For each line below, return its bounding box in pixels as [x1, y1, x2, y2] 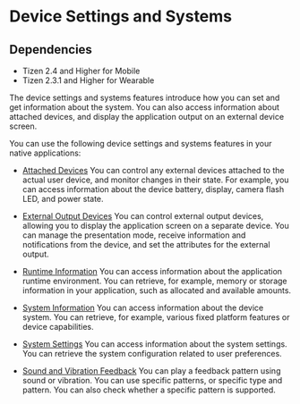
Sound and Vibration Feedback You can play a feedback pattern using [21, 366, 281, 376]
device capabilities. [21, 322, 94, 332]
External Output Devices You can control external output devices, [21, 211, 264, 221]
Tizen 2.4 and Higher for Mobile [21, 65, 141, 76]
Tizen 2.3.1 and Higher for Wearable [21, 75, 155, 86]
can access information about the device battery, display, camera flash [21, 184, 285, 194]
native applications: [9, 147, 81, 158]
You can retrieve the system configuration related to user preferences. [21, 349, 282, 358]
